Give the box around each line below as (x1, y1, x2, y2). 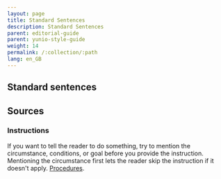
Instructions (7, 126, 50, 136)
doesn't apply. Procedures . (7, 164, 85, 172)
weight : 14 (7, 42, 39, 49)
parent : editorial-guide (7, 29, 79, 37)
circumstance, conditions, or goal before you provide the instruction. (7, 149, 204, 157)
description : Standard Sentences (7, 23, 104, 30)
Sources (7, 105, 44, 117)
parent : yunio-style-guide (7, 36, 85, 43)
